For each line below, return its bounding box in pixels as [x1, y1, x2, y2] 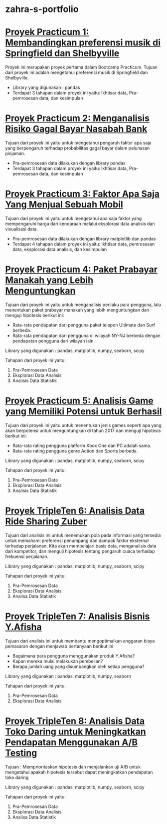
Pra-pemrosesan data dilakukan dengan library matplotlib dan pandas [12, 236, 156, 241]
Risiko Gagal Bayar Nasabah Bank [5, 123, 148, 134]
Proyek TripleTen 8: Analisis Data [5, 715, 145, 726]
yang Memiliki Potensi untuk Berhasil [5, 406, 162, 417]
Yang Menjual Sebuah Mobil [5, 199, 123, 210]
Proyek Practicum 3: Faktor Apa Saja [5, 188, 160, 199]
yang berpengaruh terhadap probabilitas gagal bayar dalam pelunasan [5, 145, 150, 151]
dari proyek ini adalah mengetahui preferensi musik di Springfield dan [5, 69, 148, 75]
